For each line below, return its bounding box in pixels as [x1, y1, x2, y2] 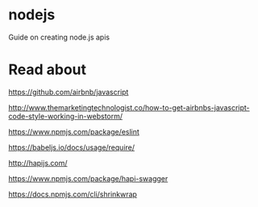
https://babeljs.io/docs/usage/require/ [8, 143, 135, 152]
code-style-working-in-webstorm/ [8, 111, 123, 121]
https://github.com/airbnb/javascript [8, 87, 129, 97]
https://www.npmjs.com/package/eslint [8, 126, 139, 136]
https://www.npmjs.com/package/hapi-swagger [8, 173, 169, 183]
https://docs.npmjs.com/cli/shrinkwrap [8, 189, 137, 199]
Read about [8, 60, 87, 79]
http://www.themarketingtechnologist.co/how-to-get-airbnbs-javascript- [8, 102, 250, 112]
